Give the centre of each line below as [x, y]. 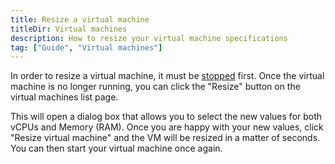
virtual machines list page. [64, 97]
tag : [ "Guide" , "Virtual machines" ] [86, 47]
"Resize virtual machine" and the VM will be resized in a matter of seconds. [165, 138]
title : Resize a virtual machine [80, 19]
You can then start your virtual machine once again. [116, 148]
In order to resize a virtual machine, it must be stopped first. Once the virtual [167, 76]
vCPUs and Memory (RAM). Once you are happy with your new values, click [167, 127]
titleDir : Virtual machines [69, 29]
